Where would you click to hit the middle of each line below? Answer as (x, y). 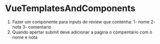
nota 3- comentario (31, 27)
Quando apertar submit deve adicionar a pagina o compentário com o (82, 32)
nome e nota (25, 37)
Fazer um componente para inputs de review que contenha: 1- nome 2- (84, 22)
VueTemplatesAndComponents (70, 8)
